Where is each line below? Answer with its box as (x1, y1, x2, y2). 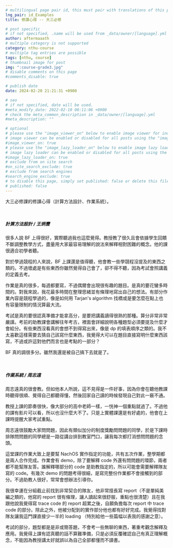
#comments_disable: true (5, 74, 59, 80)
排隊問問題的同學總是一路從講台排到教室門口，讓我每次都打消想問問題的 (5, 433, 159, 440)
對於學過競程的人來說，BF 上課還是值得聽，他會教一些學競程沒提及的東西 (5, 258, 161, 265)
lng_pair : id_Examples (5, 12, 54, 17)
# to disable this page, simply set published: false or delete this (5, 179, 158, 184)
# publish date (5, 83, 38, 89)
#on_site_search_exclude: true (5, 164, 73, 170)
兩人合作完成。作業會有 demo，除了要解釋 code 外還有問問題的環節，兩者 (9, 457, 167, 464)
